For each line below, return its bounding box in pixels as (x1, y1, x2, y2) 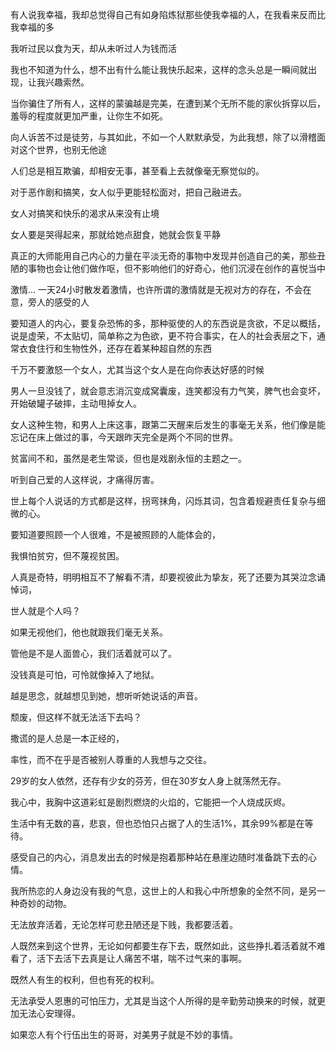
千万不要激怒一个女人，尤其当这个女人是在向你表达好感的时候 (10, 364, 265, 375)
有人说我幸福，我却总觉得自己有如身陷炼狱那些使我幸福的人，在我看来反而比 (10, 9, 326, 20)
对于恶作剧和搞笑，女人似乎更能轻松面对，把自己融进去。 (10, 186, 247, 198)
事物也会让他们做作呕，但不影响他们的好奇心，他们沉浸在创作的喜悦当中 (27, 263, 326, 274)
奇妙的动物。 (18, 898, 72, 909)
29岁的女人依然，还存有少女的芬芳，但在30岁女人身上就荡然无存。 (10, 775, 287, 787)
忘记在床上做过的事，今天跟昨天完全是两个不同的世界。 (10, 431, 238, 443)
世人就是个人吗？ (10, 605, 81, 617)
